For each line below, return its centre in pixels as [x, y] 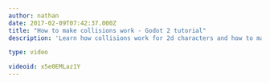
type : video [28, 53]
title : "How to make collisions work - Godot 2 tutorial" [107, 30]
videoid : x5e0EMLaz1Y [45, 67]
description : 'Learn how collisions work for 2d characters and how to [131, 38]
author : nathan [34, 16]
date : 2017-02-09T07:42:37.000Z [62, 23]
